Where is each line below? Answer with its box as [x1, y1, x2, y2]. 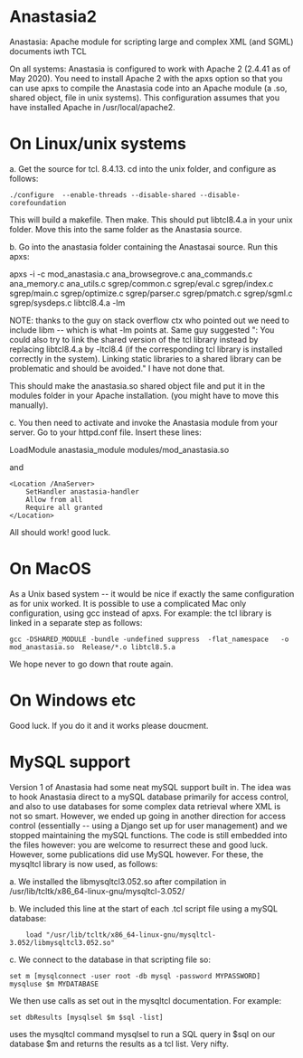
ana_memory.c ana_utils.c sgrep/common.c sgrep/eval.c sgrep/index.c [9, 278, 274, 288]
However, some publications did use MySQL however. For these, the [9, 848, 264, 860]
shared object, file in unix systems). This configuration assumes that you [9, 92, 280, 103]
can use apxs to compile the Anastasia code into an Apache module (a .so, [9, 82, 288, 93]
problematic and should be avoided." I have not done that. [9, 363, 225, 373]
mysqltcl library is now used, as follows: [9, 858, 158, 869]
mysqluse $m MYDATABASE [9, 979, 99, 988]
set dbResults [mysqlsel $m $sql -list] [9, 1013, 165, 1022]
